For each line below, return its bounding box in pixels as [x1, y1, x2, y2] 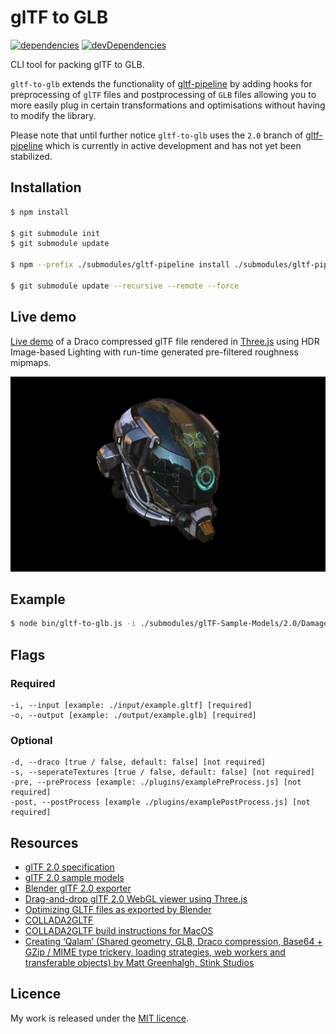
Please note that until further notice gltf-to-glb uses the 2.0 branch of [10, 129, 304, 141]
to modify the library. [10, 109, 97, 121]
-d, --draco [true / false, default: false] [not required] [10, 757, 267, 768]
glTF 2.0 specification [24, 861, 115, 873]
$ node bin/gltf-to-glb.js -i [10, 619, 137, 629]
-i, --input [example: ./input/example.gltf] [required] [10, 700, 253, 710]
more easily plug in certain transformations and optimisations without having [10, 99, 326, 111]
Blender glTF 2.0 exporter [24, 882, 132, 895]
